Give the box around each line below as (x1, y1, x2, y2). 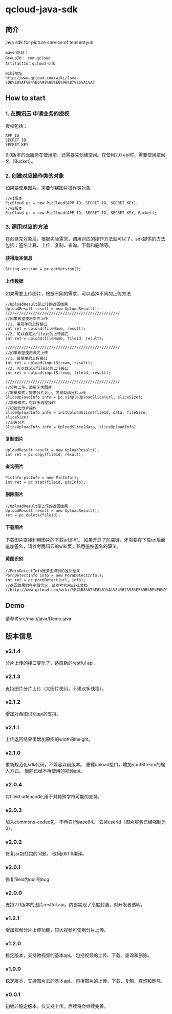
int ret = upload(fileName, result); (5, 326, 86, 331)
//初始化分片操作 (5, 405, 37, 411)
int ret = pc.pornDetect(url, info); (5, 577, 86, 583)
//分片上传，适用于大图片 (5, 385, 52, 390)
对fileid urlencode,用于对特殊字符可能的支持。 (5, 793, 102, 800)
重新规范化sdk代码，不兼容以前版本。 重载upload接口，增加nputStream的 (5, 762, 161, 768)
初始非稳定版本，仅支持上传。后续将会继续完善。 (5, 1003, 109, 1009)
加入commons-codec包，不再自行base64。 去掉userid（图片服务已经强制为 (5, 819, 166, 825)
